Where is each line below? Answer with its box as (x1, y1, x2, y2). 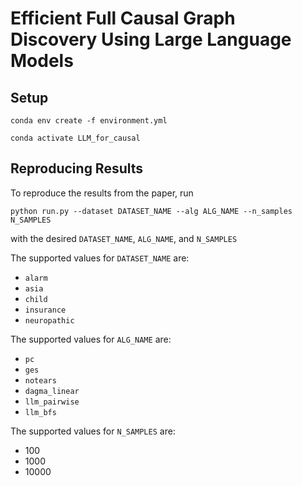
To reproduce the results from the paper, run (10, 187, 194, 199)
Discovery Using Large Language (10, 28, 292, 51)
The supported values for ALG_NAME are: (10, 333, 172, 345)
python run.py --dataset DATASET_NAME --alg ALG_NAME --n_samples (10, 206, 293, 216)
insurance (24, 305, 67, 315)
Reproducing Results (10, 160, 144, 177)
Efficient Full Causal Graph (10, 7, 236, 30)
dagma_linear (24, 386, 80, 396)
